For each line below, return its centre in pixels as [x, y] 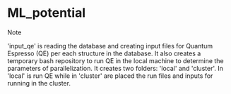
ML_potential [47, 13]
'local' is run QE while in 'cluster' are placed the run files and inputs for [110, 76]
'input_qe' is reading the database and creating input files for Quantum [110, 46]
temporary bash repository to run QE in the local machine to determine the [115, 60]
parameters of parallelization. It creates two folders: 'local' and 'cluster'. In [115, 68]
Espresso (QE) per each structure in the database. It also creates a [104, 53]
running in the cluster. [39, 83]
